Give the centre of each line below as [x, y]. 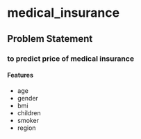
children [29, 112]
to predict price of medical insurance [70, 59]
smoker [28, 120]
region [26, 128]
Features [20, 75]
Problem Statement [50, 39]
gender [27, 98]
